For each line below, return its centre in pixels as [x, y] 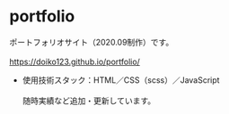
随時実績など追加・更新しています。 [88, 101]
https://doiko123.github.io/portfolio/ [75, 61]
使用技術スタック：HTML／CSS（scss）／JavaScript [121, 80]
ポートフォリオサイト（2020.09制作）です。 [92, 42]
